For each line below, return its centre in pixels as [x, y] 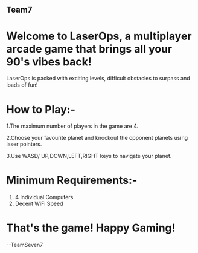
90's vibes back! [49, 61]
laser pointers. [24, 144]
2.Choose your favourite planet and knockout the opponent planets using [97, 138]
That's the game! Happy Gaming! [91, 228]
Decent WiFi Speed [39, 204]
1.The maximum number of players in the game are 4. [72, 126]
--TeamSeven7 [25, 245]
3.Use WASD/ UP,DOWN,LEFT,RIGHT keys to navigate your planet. [89, 156]
